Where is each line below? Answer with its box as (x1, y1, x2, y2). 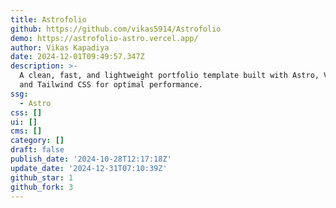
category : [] (10, 136, 65, 146)
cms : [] (10, 126, 43, 136)
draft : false (10, 145, 65, 155)
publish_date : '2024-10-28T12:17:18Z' (10, 154, 172, 164)
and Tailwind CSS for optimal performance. (19, 80, 203, 90)
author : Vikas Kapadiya (10, 42, 110, 53)
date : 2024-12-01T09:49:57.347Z (10, 52, 145, 62)
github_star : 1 (10, 172, 74, 183)
